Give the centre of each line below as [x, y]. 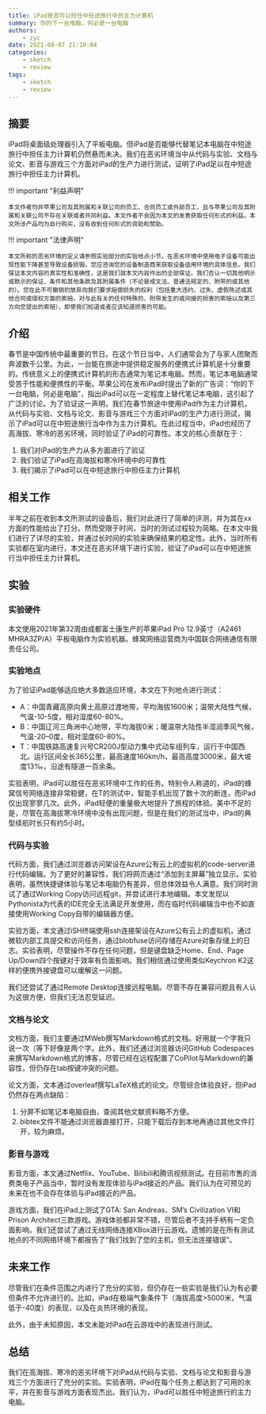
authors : [23, 30]
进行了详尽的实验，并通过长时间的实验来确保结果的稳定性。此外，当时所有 [136, 537]
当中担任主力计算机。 [49, 557]
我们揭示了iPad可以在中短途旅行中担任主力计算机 [100, 470]
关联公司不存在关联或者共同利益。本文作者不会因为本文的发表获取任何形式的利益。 [135, 216]
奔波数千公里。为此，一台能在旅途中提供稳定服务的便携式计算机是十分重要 [129, 364]
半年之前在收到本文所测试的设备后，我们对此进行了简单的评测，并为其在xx [130, 518]
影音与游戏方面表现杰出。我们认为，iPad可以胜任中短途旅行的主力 [143, 1392]
